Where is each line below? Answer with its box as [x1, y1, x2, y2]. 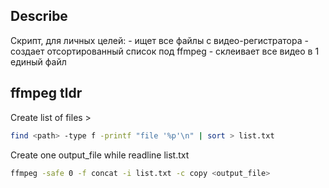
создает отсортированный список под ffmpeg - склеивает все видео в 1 [10, 45, 320, 57]
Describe [10, 8, 68, 25]
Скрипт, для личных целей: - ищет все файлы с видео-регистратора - [10, 34, 309, 46]
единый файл [10, 55, 67, 68]
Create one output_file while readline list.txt [10, 149, 190, 161]
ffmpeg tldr [10, 85, 83, 102]
